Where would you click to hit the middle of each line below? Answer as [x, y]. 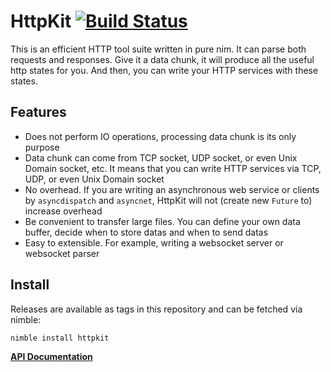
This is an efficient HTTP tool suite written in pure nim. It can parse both [158, 49]
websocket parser [62, 253]
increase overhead [63, 211]
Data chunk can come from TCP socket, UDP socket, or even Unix [161, 157]
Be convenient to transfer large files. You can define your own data [162, 221]
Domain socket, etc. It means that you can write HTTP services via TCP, [173, 168]
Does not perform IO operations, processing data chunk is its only [160, 136]
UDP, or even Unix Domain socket [94, 179]
